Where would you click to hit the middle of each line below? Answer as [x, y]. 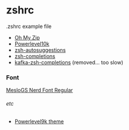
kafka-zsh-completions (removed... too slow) [69, 62]
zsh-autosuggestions [40, 50]
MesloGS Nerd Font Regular [39, 90]
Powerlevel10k [32, 44]
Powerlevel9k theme [39, 122]
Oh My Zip [27, 37]
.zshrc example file [29, 26]
